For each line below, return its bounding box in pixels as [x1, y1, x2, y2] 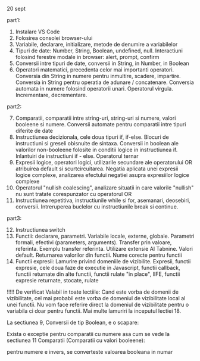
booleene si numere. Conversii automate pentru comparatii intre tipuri [15, 121, 186, 127]
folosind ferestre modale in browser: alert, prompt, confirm [15, 54, 160, 60]
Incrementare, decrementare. [15, 92, 87, 98]
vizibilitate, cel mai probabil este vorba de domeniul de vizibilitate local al [7, 295, 186, 301]
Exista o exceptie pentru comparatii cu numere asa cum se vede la [7, 331, 170, 337]
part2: [7, 103, 22, 110]
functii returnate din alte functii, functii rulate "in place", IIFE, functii [15, 270, 180, 278]
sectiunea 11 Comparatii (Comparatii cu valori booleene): [7, 337, 145, 344]
